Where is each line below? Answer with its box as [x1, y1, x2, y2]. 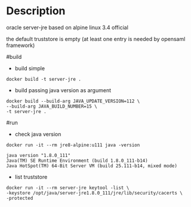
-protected [6, 195, 33, 201]
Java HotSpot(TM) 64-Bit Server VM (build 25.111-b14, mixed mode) [6, 162, 178, 169]
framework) [6, 42, 35, 49]
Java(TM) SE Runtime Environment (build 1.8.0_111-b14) [6, 158, 148, 164]
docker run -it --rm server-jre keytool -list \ [6, 184, 130, 191]
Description [6, 4, 66, 18]
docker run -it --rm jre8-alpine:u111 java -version [6, 142, 140, 148]
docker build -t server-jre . [6, 76, 82, 82]
